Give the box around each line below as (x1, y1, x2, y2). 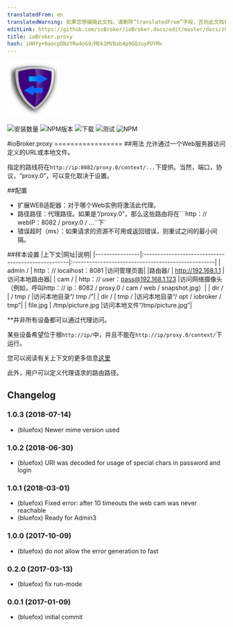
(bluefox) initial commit (17, 613, 83, 621)
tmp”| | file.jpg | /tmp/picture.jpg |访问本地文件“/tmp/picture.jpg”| (7, 301, 193, 310)
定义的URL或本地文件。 (7, 148, 74, 157)
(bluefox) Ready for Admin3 (17, 513, 97, 522)
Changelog (7, 389, 56, 401)
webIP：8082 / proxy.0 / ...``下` (17, 218, 106, 227)
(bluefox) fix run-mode (17, 580, 83, 588)
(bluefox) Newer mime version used (17, 425, 120, 434)
